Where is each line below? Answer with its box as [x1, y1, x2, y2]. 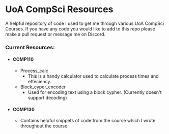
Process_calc [20, 68, 48, 74]
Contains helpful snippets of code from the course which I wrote [20, 118, 156, 124]
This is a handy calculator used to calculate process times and [27, 73, 159, 79]
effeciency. [27, 79, 51, 85]
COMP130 [12, 106, 35, 112]
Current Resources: [5, 44, 55, 51]
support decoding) [27, 95, 67, 101]
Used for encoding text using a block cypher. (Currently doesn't [27, 89, 162, 95]
